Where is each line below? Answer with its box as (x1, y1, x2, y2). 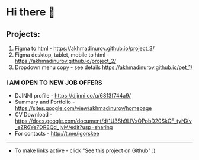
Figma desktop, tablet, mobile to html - (14, 51, 110, 58)
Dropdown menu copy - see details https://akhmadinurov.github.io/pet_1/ (14, 64, 192, 71)
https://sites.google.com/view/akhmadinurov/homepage (14, 105, 152, 112)
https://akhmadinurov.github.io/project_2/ (14, 58, 117, 64)
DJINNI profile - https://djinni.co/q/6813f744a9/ (14, 92, 131, 99)
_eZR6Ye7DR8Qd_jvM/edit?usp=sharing (14, 124, 113, 131)
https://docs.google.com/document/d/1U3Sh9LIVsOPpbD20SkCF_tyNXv (14, 117, 192, 124)
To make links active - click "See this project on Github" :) (14, 147, 156, 154)
